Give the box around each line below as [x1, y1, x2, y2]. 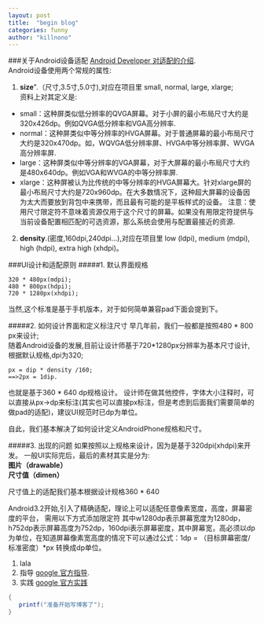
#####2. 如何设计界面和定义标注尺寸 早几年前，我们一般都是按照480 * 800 [8, 321, 254, 331]
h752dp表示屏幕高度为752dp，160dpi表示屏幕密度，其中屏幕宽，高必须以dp [8, 523, 255, 533]
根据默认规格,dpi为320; [8, 350, 84, 360]
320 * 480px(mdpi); [8, 276, 72, 284]
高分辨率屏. [19, 148, 57, 158]
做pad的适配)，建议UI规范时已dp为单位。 [8, 408, 142, 417]
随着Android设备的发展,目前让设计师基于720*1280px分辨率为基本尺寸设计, [8, 341, 250, 350]
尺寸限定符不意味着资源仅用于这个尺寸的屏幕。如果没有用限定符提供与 [26, 207, 254, 217]
